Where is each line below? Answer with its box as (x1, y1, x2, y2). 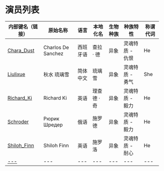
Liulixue (7, 71, 25, 77)
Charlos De (43, 44, 69, 51)
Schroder (7, 118, 29, 125)
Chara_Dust (7, 47, 35, 54)
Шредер (43, 121, 63, 128)
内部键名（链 (8, 23, 38, 30)
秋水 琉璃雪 (43, 71, 70, 78)
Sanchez (43, 50, 63, 57)
